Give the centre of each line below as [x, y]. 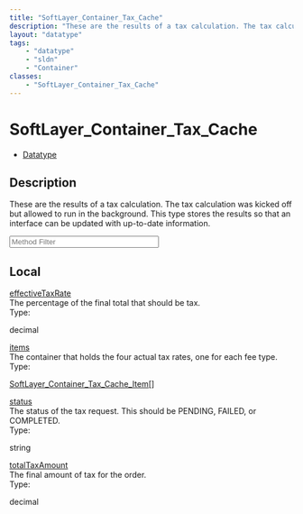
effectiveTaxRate [41, 293]
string [20, 448]
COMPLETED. [35, 421]
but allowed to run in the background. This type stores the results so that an [150, 214]
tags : [19, 43]
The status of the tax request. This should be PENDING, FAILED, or [133, 411]
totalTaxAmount [39, 465]
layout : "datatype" [46, 34]
